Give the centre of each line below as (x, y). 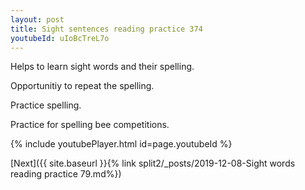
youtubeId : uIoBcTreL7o (60, 38)
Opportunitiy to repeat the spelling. (82, 86)
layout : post (37, 19)
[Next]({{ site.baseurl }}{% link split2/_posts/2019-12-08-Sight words (153, 163)
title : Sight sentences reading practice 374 (106, 29)
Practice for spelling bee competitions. (90, 125)
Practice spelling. (46, 105)
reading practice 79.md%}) (66, 174)
